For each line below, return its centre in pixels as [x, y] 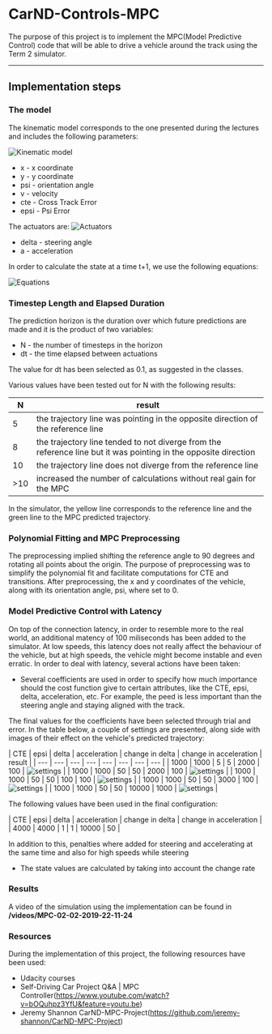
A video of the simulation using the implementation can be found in [120, 906]
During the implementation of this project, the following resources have [127, 954]
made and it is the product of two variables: [81, 329]
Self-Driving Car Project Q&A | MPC [79, 987]
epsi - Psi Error [45, 211]
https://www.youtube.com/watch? [113, 996]
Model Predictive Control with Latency [85, 611]
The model [30, 110]
